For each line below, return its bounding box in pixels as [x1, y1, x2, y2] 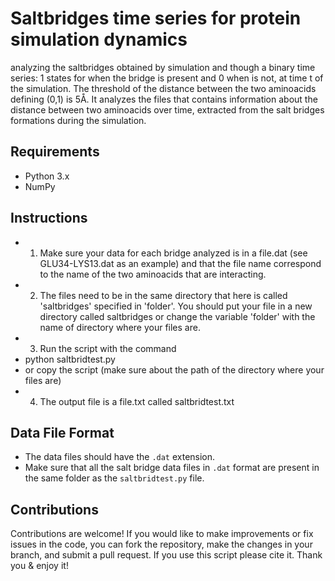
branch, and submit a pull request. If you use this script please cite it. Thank [10, 549, 323, 561]
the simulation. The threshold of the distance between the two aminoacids [10, 82, 317, 94]
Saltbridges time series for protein [10, 7, 302, 30]
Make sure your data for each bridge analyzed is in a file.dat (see [39, 247, 308, 259]
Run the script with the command [39, 342, 177, 354]
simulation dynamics [10, 28, 188, 51]
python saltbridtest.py [24, 353, 116, 365]
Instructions [10, 210, 88, 227]
